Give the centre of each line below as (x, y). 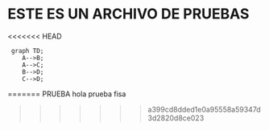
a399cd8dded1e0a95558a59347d (204, 109)
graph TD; (27, 51)
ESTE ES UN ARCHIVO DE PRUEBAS (128, 14)
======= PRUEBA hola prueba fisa (67, 94)
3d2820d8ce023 (176, 118)
